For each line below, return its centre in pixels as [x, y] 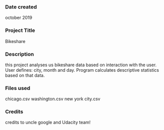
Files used [18, 88]
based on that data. [25, 75]
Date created [21, 7]
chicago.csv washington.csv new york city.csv [53, 99]
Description [20, 54]
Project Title [20, 31]
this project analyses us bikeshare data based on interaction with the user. [81, 65]
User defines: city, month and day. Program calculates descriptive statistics [82, 70]
